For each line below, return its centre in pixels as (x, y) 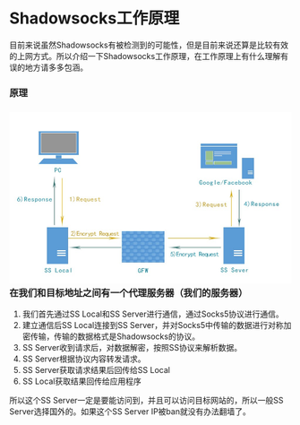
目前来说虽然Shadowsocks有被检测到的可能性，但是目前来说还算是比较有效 (149, 45)
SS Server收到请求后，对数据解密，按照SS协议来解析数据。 (132, 348)
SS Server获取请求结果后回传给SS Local (96, 370)
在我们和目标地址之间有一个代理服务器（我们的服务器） (129, 292)
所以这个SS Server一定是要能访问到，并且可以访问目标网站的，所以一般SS (146, 401)
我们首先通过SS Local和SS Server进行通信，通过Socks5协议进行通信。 (153, 314)
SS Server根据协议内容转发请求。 (84, 359)
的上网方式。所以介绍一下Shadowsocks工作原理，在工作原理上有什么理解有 (149, 56)
